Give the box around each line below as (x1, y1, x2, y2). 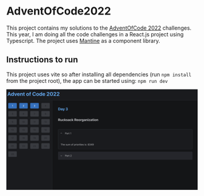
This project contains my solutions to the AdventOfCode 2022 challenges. (6, 24, 192, 31)
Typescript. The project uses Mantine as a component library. (6, 37, 160, 44)
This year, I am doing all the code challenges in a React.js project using (6, 30, 184, 38)
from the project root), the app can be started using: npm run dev (6, 77, 168, 84)
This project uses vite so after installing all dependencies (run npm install (6, 71, 192, 78)
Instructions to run (6, 54, 78, 65)
